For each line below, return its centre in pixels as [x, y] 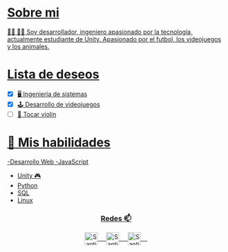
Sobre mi [34, 13]
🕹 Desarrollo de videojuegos [58, 104]
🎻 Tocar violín [37, 114]
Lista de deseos [53, 75]
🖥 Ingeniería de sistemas [52, 94]
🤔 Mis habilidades [59, 143]
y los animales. [28, 46]
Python [27, 185]
